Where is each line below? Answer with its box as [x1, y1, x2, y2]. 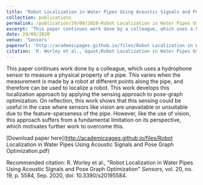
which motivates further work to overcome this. [6, 122, 124, 130]
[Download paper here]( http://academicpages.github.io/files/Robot [6, 134, 173, 141]
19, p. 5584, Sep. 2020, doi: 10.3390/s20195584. [6, 172, 127, 179]
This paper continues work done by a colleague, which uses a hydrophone [6, 65, 192, 72]
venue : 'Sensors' [6, 37, 50, 43]
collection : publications [6, 15, 71, 21]
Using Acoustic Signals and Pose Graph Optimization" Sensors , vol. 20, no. [6, 165, 193, 172]
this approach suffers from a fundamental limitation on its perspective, [6, 116, 181, 123]
